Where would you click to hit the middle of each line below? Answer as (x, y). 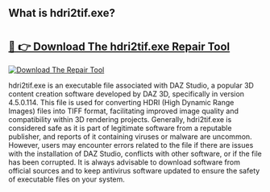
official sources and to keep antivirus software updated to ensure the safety (134, 171)
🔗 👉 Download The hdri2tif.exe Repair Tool (119, 46)
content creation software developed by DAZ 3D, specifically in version (126, 94)
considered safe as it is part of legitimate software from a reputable (120, 128)
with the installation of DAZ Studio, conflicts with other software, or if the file (135, 153)
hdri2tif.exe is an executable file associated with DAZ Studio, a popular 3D (131, 85)
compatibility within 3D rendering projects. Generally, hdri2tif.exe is (120, 119)
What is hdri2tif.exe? (62, 13)
